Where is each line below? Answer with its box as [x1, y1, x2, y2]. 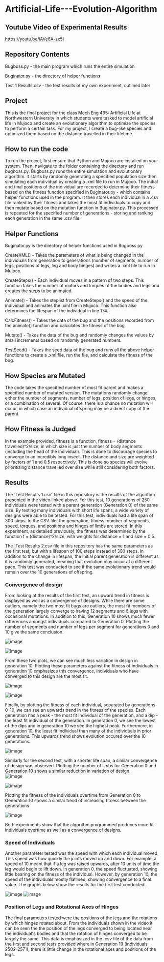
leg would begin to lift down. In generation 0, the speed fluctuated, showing [5, 866, 158, 872]
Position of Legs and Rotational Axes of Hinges [5, 903, 119, 910]
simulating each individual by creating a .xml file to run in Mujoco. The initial [5, 179, 158, 185]
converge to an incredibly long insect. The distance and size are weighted [5, 453, 154, 459]
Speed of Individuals [5, 839, 55, 846]
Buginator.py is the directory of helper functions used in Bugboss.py [5, 242, 143, 249]
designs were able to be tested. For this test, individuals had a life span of [5, 512, 154, 518]
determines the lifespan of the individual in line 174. [5, 308, 109, 314]
